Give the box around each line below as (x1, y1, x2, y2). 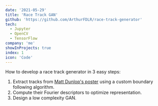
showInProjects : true (5, 45, 51, 50)
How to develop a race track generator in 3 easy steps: (5, 69, 121, 75)
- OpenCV (10, 31, 29, 36)
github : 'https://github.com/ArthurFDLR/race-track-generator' (5, 17, 143, 22)
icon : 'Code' (5, 55, 33, 60)
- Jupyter (10, 26, 31, 32)
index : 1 (5, 50, 24, 55)
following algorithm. (12, 84, 55, 90)
